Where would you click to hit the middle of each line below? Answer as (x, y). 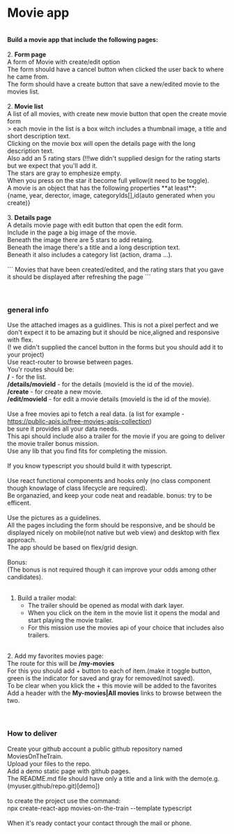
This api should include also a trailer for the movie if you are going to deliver (116, 436)
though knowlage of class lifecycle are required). (77, 488)
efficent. (19, 503)
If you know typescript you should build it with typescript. (90, 466)
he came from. (28, 76)
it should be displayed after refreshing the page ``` (79, 276)
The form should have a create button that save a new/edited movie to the (114, 84)
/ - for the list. (27, 377)
